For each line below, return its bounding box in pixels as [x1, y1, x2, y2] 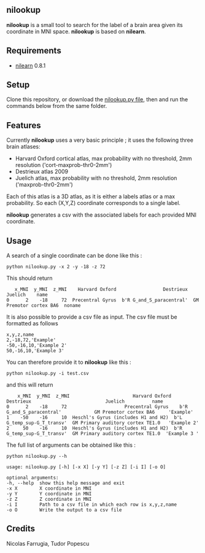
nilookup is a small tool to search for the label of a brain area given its [6, 21, 183, 28]
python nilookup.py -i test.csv [6, 371, 89, 377]
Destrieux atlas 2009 [15, 168, 69, 176]
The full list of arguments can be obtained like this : [6, 441, 136, 449]
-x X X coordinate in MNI [6, 485, 92, 492]
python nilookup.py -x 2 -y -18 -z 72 [6, 264, 106, 270]
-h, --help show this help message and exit [6, 480, 125, 487]
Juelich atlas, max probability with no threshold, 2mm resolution [15, 174, 177, 182]
